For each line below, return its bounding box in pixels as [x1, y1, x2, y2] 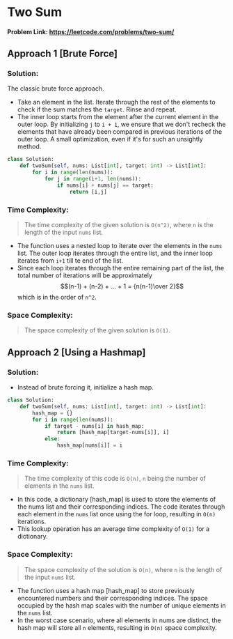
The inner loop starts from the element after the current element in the [17, 113, 219, 121]
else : [44, 436, 61, 442]
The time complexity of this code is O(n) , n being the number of [24, 475, 207, 483]
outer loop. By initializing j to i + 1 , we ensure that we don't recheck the [17, 120, 226, 129]
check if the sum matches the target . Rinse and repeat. [17, 105, 177, 114]
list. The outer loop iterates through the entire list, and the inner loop [17, 249, 214, 258]
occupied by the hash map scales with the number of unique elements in [17, 601, 226, 610]
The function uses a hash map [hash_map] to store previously [17, 586, 195, 594]
